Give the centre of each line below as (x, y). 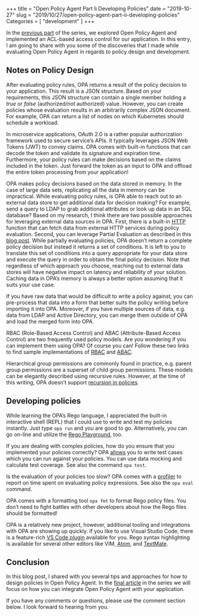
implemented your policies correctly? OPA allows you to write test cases (94, 452)
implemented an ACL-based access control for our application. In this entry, (99, 39)
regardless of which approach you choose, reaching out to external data (94, 265)
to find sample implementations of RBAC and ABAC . (70, 352)
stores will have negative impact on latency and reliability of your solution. (97, 272)
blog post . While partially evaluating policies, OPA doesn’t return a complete (99, 240)
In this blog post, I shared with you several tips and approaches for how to (97, 577)
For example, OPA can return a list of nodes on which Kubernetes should (95, 116)
